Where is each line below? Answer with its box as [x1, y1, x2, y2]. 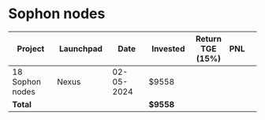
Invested [151, 43, 185, 54]
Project [17, 43, 45, 54]
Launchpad [58, 43, 103, 54]
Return [196, 33, 222, 44]
